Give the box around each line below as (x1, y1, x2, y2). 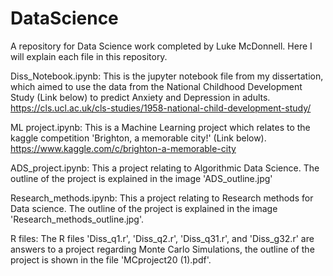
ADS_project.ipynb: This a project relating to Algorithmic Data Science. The (10, 162, 320, 174)
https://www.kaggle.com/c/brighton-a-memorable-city (10, 142, 237, 154)
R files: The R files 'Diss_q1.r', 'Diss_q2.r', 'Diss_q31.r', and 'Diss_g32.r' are (10, 232, 315, 244)
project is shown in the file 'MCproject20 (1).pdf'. (10, 253, 212, 266)
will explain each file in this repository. (10, 50, 168, 62)
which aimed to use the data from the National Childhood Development (10, 80, 303, 92)
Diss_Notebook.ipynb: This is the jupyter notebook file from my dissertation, (10, 70, 324, 82)
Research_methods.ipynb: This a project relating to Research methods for (10, 192, 314, 204)
